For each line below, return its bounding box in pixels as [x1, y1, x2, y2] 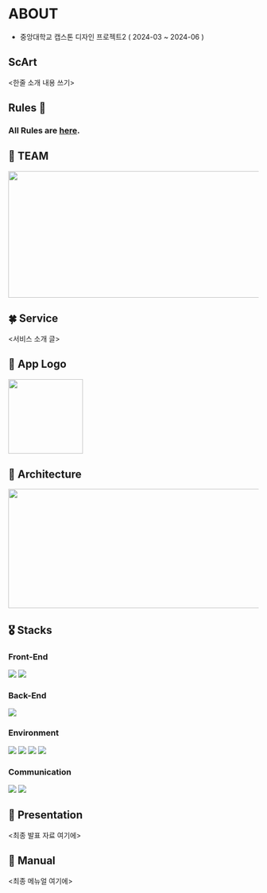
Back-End [8, 690, 47, 701]
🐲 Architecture [8, 467, 82, 481]
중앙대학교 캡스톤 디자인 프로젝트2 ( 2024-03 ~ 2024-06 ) [19, 32, 204, 41]
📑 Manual [8, 854, 56, 868]
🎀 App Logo [8, 358, 67, 371]
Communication [8, 766, 72, 777]
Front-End [8, 651, 48, 662]
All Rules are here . [8, 125, 80, 136]
